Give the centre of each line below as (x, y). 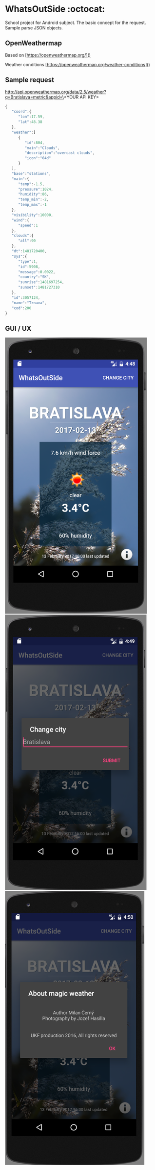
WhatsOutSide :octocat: (55, 9)
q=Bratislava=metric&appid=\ (35, 97)
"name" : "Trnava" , (29, 303)
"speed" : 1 (28, 225)
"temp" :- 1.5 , (31, 184)
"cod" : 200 (21, 308)
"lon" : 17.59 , (31, 117)
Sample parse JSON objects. (34, 27)
